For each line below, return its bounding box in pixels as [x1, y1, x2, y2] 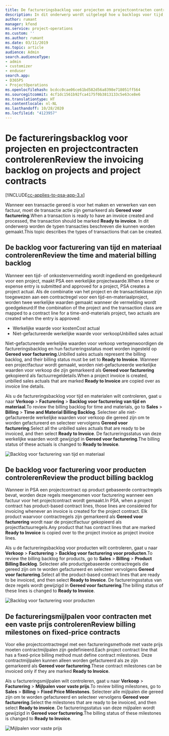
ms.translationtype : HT [5, 96, 55, 101]
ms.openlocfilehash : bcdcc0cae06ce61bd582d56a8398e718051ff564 [5, 87, 141, 92]
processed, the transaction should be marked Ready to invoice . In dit [5, 218, 149, 224]
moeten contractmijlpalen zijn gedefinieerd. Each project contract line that [5, 647, 157, 653]
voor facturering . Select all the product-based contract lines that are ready [5, 571, 160, 578]
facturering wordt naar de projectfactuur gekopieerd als [5, 519, 122, 525]
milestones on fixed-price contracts [5, 628, 121, 637]
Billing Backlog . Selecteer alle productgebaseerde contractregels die [5, 561, 149, 567]
